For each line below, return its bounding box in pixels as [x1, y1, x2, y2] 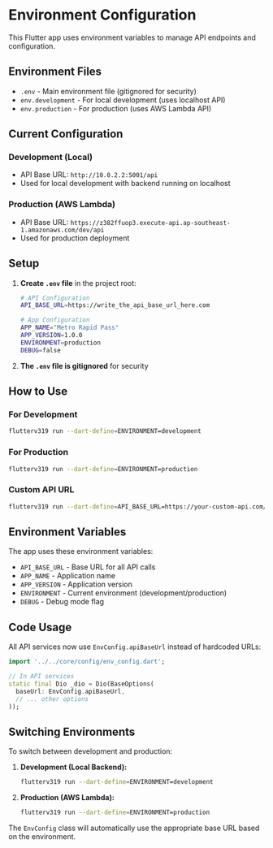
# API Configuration [19, 294, 90, 302]
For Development [8, 409, 78, 420]
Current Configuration [8, 128, 123, 141]
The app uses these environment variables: [8, 547, 154, 556]
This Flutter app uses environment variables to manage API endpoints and [8, 32, 256, 42]
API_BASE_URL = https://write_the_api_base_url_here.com [19, 301, 210, 309]
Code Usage [8, 620, 72, 634]
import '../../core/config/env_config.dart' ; [8, 658, 165, 666]
